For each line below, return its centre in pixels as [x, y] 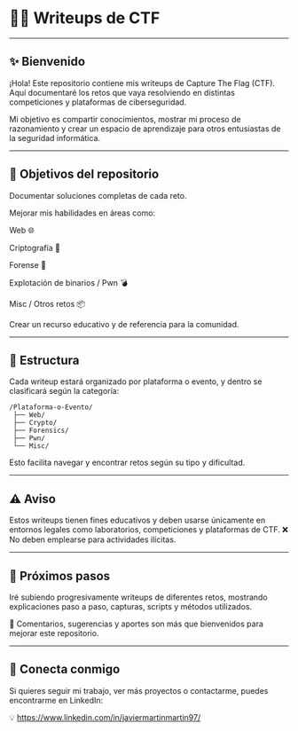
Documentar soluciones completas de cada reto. [98, 195]
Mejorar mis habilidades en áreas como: [82, 213]
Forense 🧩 [28, 264]
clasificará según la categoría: [64, 391]
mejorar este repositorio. [54, 633]
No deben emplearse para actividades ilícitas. [93, 539]
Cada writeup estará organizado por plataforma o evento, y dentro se [136, 381]
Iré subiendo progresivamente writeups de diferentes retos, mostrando [138, 597]
